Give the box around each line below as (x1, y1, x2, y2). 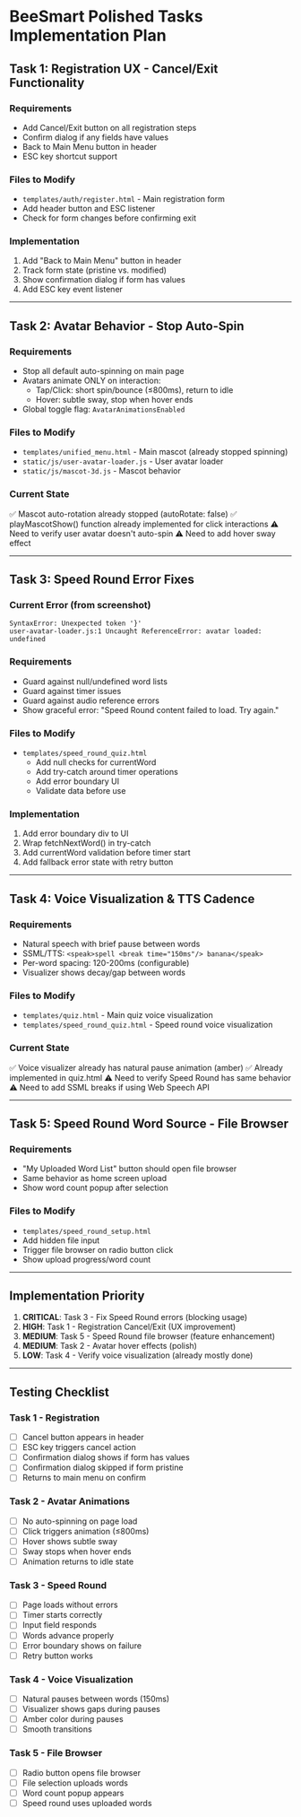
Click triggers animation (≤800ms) (21, 1526, 150, 1536)
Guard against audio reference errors (21, 695, 159, 706)
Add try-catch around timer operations (35, 767, 179, 778)
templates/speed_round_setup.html (21, 1227, 151, 1236)
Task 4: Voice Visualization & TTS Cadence (9, 891, 255, 907)
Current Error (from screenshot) (9, 599, 151, 612)
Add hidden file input (21, 1235, 100, 1246)
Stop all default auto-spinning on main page (21, 366, 185, 377)
